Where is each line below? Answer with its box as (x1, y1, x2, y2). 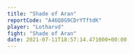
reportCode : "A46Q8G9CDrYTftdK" (7, 17, 102, 24)
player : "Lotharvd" (7, 23, 65, 30)
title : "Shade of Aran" (7, 10, 77, 18)
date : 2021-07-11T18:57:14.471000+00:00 (7, 36, 128, 43)
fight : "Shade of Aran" (7, 29, 77, 37)
